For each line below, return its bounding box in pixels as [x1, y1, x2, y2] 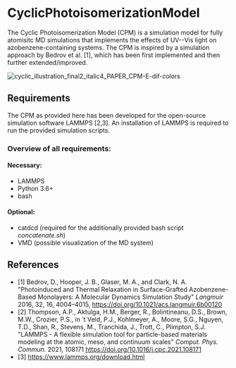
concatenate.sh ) [17, 231, 66, 240]
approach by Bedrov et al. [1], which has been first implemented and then [7, 51, 221, 59]
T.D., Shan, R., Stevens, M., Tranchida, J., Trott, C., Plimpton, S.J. [17, 322, 206, 331]
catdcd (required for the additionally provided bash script [17, 223, 185, 232]
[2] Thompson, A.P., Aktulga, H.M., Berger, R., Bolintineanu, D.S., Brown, [17, 307, 228, 316]
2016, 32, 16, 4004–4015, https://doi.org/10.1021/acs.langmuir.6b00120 [17, 300, 223, 308]
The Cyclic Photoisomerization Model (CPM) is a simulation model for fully [7, 28, 223, 37]
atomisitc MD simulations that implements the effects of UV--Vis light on [7, 35, 217, 44]
